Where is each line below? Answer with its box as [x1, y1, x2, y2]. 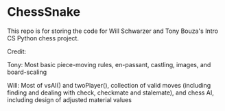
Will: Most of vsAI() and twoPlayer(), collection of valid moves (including [7, 81, 211, 89]
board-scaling [7, 68, 47, 76]
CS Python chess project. [7, 34, 79, 42]
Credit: [7, 47, 27, 56]
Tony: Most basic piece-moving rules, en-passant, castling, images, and [7, 60, 211, 69]
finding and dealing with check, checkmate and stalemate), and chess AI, [7, 88, 215, 97]
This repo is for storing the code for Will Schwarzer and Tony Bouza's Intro [7, 27, 218, 35]
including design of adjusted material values [7, 95, 132, 103]
